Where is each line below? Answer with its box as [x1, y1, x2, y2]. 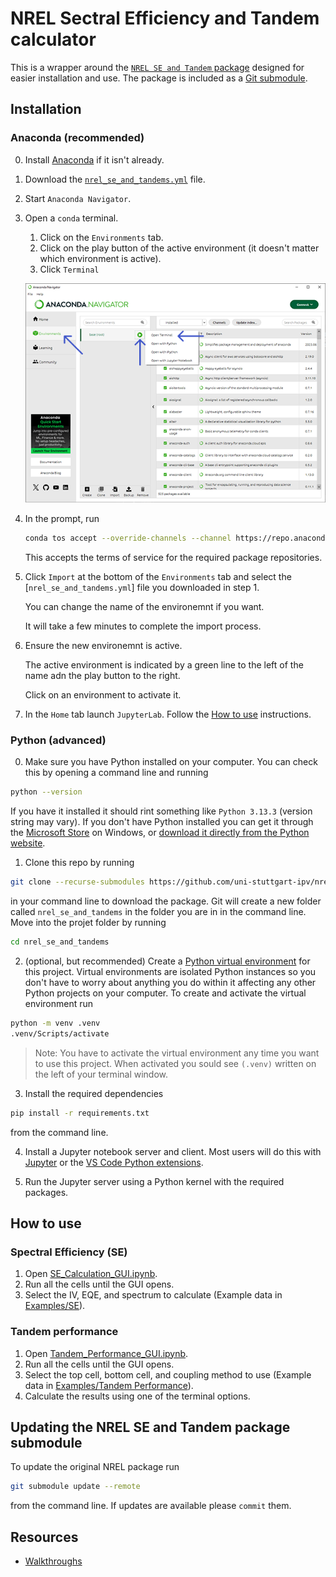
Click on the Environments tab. [39, 231, 164, 243]
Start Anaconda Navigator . [24, 192, 132, 204]
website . [10, 837, 46, 849]
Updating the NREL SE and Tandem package [10, 1418, 291, 1436]
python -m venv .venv [10, 1018, 101, 1028]
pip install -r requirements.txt [10, 1108, 150, 1118]
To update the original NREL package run [10, 1461, 180, 1473]
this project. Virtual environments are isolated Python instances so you [24, 965, 317, 977]
